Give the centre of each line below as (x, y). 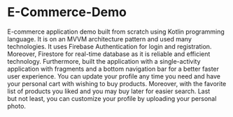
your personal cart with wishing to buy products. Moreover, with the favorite (117, 83)
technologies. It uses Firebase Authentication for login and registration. (110, 46)
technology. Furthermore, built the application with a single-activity (104, 61)
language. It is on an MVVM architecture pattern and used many (100, 39)
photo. (17, 106)
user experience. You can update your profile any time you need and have (114, 76)
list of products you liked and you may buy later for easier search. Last (109, 91)
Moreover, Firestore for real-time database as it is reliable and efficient (109, 54)
